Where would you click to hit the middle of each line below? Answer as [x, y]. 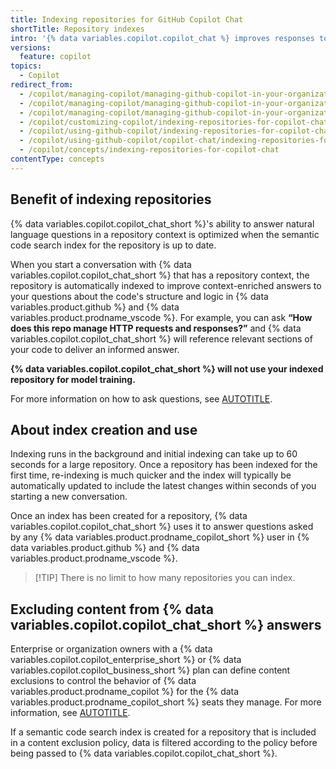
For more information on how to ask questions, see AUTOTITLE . [141, 398]
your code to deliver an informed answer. [95, 349]
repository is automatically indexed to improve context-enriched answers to [166, 285]
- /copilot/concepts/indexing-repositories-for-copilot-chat [149, 150]
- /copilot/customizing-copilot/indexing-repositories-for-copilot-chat [174, 122]
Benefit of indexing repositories [111, 199]
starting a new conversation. [69, 497]
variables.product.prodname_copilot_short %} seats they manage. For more [166, 702]
